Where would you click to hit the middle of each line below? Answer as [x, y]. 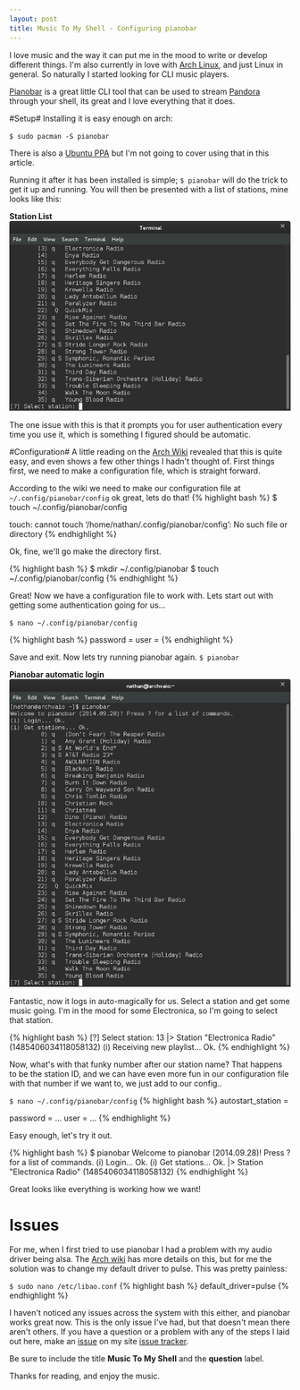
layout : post [33, 19]
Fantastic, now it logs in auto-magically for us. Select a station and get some [150, 1001]
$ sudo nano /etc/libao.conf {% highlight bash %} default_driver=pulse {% [149, 1286]
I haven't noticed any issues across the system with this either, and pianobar [150, 1313]
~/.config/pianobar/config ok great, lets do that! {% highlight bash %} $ [143, 498]
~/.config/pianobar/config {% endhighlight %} [94, 578]
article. [22, 162]
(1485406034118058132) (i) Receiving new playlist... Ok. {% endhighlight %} [150, 1046]
